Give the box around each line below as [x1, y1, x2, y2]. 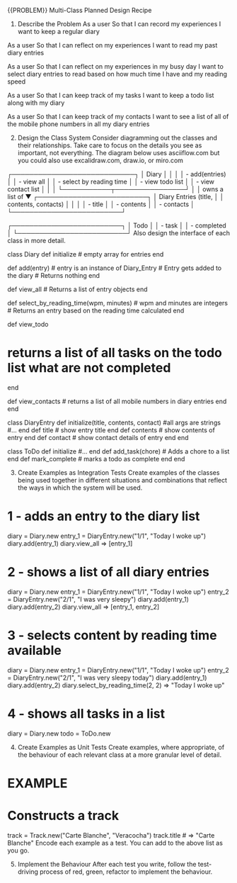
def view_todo [7, 320, 49, 328]
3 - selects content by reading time [7, 627, 217, 643]
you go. [7, 846, 30, 855]
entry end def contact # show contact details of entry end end [7, 433, 189, 441]
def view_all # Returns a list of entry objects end [7, 285, 148, 293]
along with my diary [7, 99, 65, 107]
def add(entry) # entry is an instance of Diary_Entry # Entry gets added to [7, 264, 221, 272]
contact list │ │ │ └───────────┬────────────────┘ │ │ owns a [7, 185, 224, 193]
